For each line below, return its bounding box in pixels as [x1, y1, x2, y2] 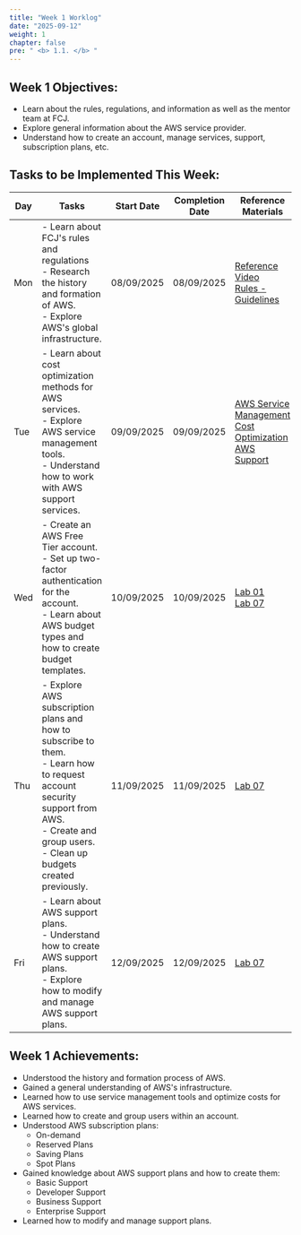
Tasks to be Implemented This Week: [9, 168, 220, 183]
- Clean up [41, 846, 88, 859]
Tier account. [41, 540, 99, 553]
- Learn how [41, 756, 96, 769]
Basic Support [35, 1177, 89, 1187]
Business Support [35, 1196, 101, 1206]
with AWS [41, 481, 83, 494]
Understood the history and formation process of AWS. [21, 1072, 226, 1083]
